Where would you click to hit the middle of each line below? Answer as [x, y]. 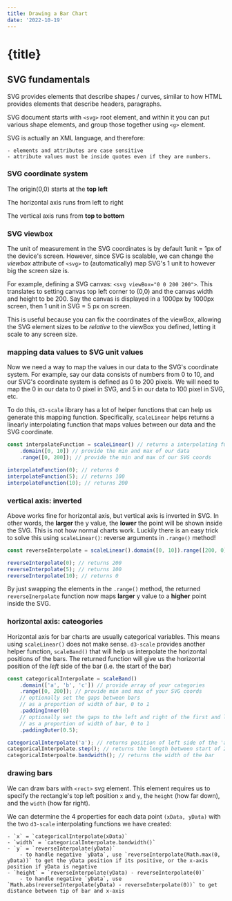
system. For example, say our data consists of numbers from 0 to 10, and [111, 375]
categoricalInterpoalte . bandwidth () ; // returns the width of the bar [111, 755]
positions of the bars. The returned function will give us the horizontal [106, 658]
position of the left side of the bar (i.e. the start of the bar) [89, 666]
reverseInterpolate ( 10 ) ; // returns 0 [63, 576]
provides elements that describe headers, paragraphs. [85, 104]
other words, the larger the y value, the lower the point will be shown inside [115, 523]
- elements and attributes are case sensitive [75, 150]
